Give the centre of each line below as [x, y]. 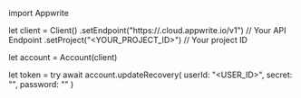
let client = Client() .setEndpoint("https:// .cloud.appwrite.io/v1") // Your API [147, 30]
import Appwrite [39, 13]
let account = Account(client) [63, 57]
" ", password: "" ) [41, 84]
